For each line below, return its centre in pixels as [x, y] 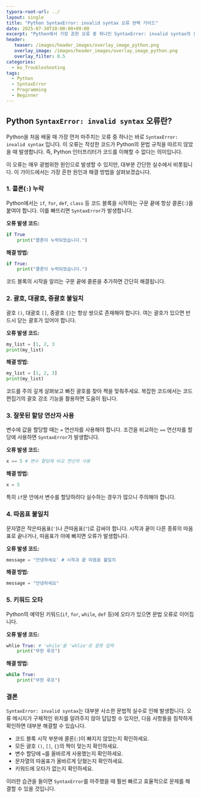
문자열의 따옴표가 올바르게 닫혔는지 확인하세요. [69, 761]
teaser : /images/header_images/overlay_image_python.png [87, 46]
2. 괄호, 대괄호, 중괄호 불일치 [45, 298]
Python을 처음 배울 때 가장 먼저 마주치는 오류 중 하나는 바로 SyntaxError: [92, 137]
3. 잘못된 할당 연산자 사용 [40, 416]
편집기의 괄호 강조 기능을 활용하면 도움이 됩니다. [62, 398]
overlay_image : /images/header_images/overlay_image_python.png [96, 51]
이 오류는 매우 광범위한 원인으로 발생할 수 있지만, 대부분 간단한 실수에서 [89, 164]
